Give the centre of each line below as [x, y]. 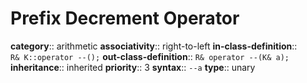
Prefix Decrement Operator [125, 18]
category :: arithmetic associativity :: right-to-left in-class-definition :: [154, 46]
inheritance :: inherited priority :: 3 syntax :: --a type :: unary [133, 67]
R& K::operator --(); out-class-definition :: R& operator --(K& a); [150, 56]
